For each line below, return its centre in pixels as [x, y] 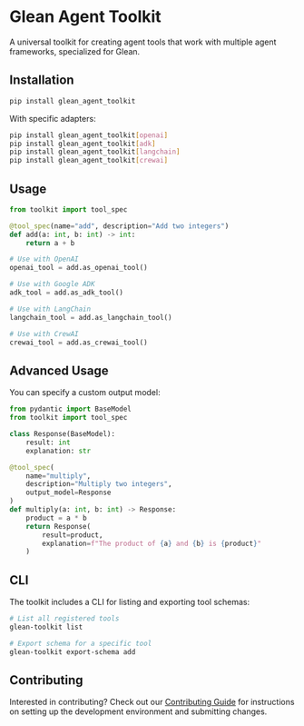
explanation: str [59, 451]
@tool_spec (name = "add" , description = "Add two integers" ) [119, 226]
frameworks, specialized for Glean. [75, 51]
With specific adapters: [53, 118]
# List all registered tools [64, 619]
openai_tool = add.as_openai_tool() [78, 268]
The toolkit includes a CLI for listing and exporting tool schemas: [130, 602]
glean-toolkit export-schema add [73, 651]
